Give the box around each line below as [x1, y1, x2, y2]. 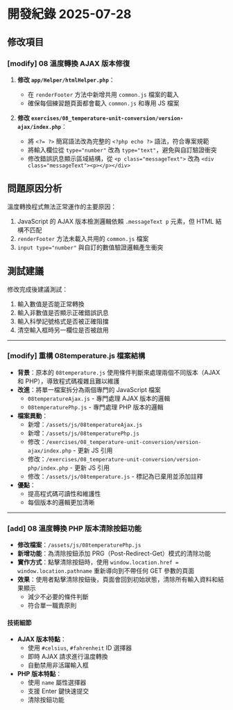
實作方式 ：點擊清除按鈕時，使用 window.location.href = [17, 558, 179, 567]
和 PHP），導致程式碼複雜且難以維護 [17, 377, 120, 385]
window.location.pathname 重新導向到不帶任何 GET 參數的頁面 [17, 567, 195, 575]
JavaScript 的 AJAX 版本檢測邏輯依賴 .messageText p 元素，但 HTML [17, 217, 214, 225]
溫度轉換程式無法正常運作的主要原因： [7, 202, 116, 211]
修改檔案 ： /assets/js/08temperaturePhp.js [17, 541, 141, 549]
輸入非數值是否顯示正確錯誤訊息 [17, 308, 109, 317]
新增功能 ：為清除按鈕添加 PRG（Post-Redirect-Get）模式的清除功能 [17, 549, 212, 558]
